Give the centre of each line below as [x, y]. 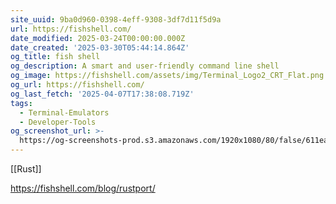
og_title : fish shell [55, 57]
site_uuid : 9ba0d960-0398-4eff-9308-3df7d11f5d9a [116, 19]
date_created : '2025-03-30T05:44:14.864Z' [100, 47]
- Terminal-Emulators [64, 112]
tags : [21, 103]
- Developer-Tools [58, 122]
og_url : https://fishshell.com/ [77, 85]
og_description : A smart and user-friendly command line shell [145, 66]
